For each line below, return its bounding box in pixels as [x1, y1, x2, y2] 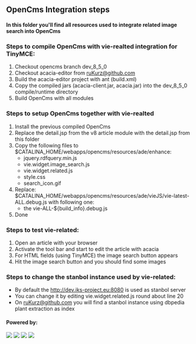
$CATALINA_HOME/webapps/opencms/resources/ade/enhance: [14, 148, 172, 155]
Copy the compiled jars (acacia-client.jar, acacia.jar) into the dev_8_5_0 [14, 82, 188, 89]
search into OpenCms [6, 27, 61, 34]
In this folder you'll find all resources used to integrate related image [6, 21, 177, 28]
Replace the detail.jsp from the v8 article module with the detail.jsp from [14, 129, 190, 136]
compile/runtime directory [14, 88, 79, 95]
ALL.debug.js [14, 198, 47, 205]
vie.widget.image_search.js [23, 160, 90, 168]
